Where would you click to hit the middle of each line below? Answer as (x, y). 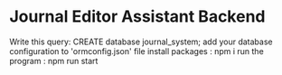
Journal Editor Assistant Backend (137, 17)
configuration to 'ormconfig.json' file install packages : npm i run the (136, 51)
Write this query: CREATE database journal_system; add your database (141, 42)
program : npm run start (54, 61)
